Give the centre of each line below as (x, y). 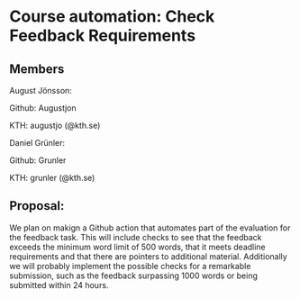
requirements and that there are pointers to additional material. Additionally (149, 256)
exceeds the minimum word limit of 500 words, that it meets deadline (137, 247)
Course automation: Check (112, 17)
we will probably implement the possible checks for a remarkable (130, 266)
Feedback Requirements (103, 36)
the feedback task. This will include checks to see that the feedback (136, 237)
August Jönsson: (41, 90)
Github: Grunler (38, 160)
